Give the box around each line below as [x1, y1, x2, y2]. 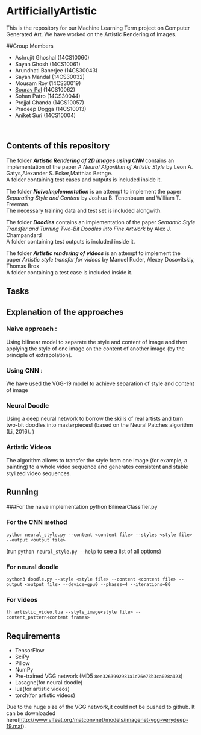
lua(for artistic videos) [14, 686, 70, 693]
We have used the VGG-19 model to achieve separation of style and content [6, 380, 194, 387]
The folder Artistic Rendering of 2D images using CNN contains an [6, 157, 175, 164]
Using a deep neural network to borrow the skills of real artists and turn [6, 415, 184, 423]
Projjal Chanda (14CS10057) [14, 98, 84, 106]
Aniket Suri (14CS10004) [14, 112, 76, 119]
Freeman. [6, 200, 30, 207]
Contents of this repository [6, 140, 110, 151]
